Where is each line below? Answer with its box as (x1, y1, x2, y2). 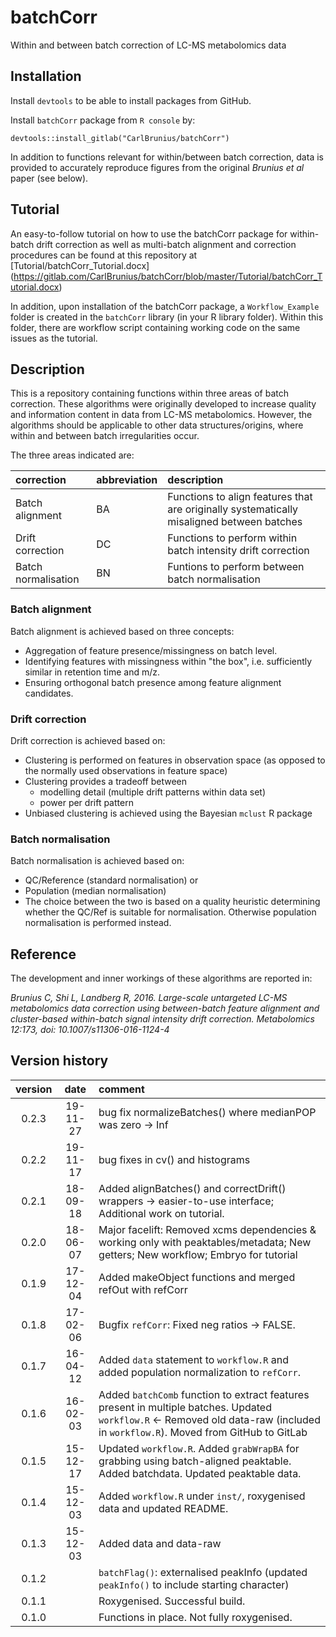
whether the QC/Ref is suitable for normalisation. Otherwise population (24, 906, 317, 918)
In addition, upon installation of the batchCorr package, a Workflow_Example (10, 300, 320, 312)
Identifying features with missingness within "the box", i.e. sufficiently (24, 655, 313, 667)
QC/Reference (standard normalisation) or (24, 874, 199, 886)
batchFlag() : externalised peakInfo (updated (98, 1565, 308, 1579)
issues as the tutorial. (10, 332, 98, 344)
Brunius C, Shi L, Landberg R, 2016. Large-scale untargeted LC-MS (10, 992, 288, 1004)
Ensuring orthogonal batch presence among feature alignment (24, 676, 282, 688)
